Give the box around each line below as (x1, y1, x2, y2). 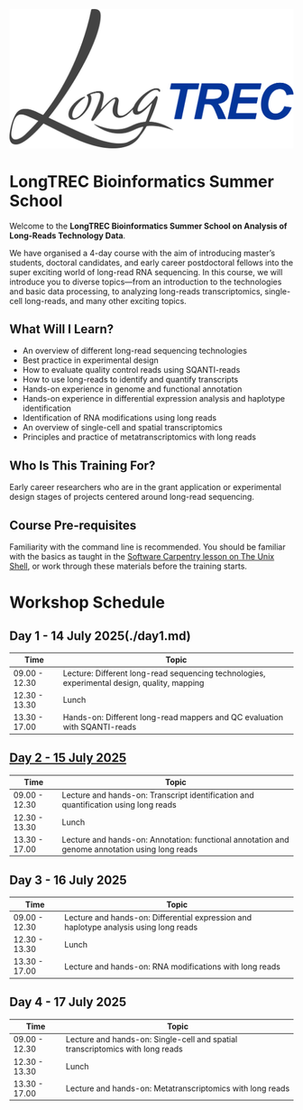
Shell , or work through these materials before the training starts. (9, 560, 248, 571)
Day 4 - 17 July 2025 (9, 994, 127, 1010)
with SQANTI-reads (62, 722, 137, 733)
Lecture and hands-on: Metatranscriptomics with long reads (66, 1083, 290, 1094)
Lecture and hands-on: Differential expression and (64, 911, 252, 922)
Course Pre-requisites (9, 517, 137, 532)
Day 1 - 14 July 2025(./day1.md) (9, 628, 191, 643)
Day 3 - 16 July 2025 (9, 872, 128, 888)
